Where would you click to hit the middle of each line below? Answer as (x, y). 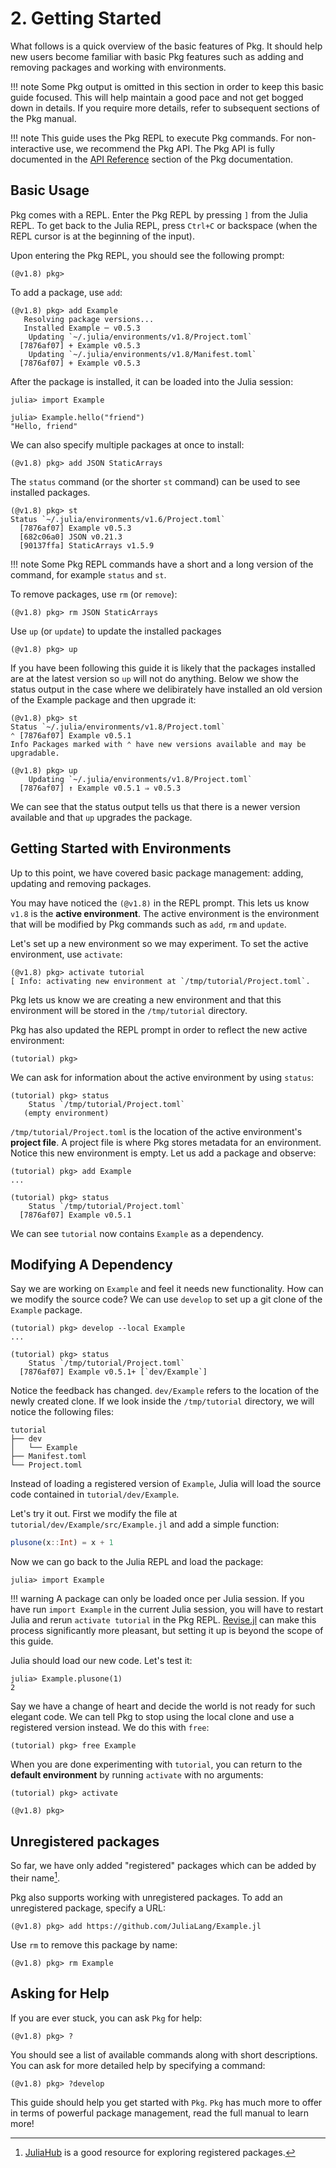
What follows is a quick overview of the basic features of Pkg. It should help (166, 46)
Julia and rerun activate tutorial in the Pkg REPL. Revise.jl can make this (163, 1620)
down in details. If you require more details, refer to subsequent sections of (165, 108)
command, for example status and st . (88, 574)
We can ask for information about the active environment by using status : (162, 1077)
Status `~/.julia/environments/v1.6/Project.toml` (118, 519)
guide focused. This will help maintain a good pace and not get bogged (157, 97)
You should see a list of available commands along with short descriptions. (164, 2054)
